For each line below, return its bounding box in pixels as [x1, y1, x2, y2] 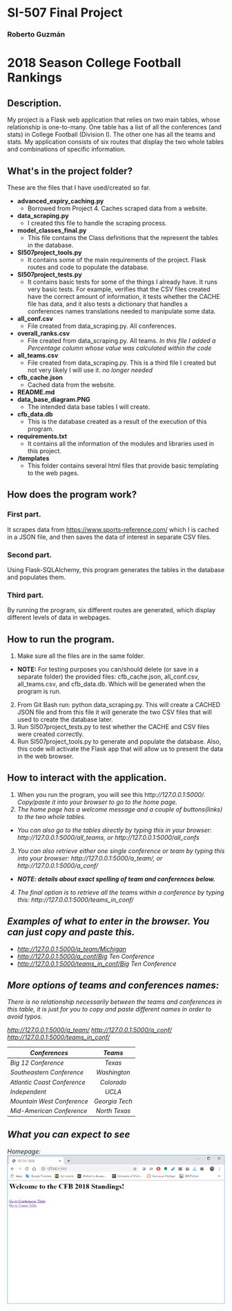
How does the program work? [7, 489, 137, 501]
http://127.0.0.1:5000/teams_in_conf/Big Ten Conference [17, 960, 177, 968]
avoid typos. [7, 1012, 43, 1021]
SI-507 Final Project [7, 5, 123, 21]
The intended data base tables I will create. [27, 403, 151, 411]
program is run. [17, 687, 61, 696]
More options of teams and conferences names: [7, 980, 220, 991]
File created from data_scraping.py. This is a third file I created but [27, 358, 216, 367]
